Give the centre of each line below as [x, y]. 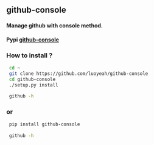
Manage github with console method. [55, 25]
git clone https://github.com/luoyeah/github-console [79, 73]
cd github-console [32, 79]
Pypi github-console [33, 40]
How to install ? [30, 55]
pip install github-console [44, 124]
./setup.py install [34, 85]
